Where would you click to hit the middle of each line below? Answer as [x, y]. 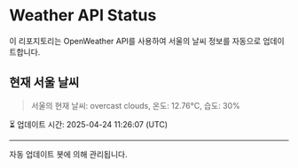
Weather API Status [83, 15]
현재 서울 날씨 [44, 83]
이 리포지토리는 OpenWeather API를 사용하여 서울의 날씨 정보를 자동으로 [135, 41]
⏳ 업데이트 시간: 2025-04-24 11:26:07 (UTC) [89, 124]
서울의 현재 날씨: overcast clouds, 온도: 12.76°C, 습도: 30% [136, 105]
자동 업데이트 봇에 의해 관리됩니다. [68, 154]
